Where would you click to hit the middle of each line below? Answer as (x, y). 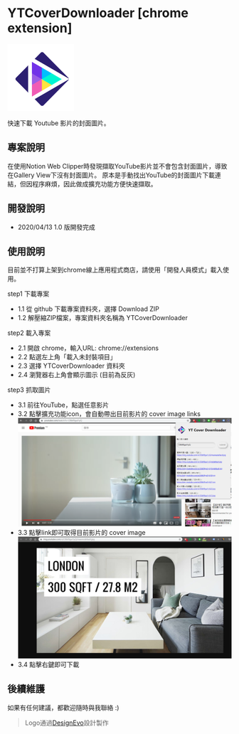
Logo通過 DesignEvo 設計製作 (67, 723)
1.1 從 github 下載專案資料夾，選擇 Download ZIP (89, 309)
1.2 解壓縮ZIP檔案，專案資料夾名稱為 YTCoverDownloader (103, 318)
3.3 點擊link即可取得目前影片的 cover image (81, 532)
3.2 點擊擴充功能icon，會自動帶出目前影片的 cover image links (109, 414)
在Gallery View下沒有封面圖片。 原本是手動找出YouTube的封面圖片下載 (111, 175)
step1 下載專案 (28, 294)
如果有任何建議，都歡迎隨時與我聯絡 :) (63, 707)
